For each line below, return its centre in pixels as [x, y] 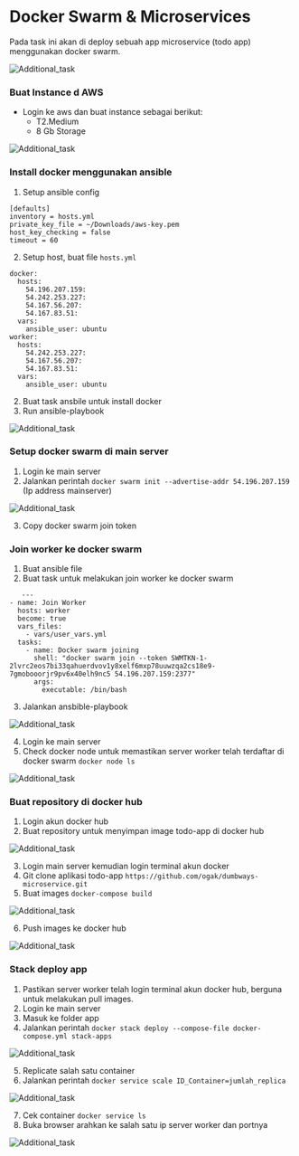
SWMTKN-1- [189, 659]
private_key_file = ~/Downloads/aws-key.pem [94, 224]
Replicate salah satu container [79, 1070]
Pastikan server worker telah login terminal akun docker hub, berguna [152, 989]
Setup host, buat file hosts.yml [79, 257]
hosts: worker [44, 611]
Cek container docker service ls [84, 1115]
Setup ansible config [61, 192]
